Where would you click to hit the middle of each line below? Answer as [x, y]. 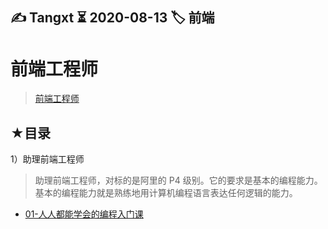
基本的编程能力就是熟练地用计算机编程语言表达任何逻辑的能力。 [166, 193]
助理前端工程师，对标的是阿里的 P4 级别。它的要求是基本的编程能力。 [178, 180]
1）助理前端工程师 [47, 159]
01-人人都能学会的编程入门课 [84, 214]
